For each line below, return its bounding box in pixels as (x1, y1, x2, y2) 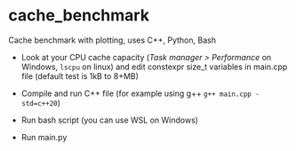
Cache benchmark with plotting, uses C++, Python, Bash (8, 35, 217, 45)
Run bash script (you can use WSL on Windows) (20, 115, 199, 125)
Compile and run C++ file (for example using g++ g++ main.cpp (20, 88, 252, 99)
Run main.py (20, 131, 68, 142)
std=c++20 (20, 99, 59, 107)
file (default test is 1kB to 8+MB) (20, 70, 140, 81)
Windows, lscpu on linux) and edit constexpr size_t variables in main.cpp (20, 61, 288, 72)
